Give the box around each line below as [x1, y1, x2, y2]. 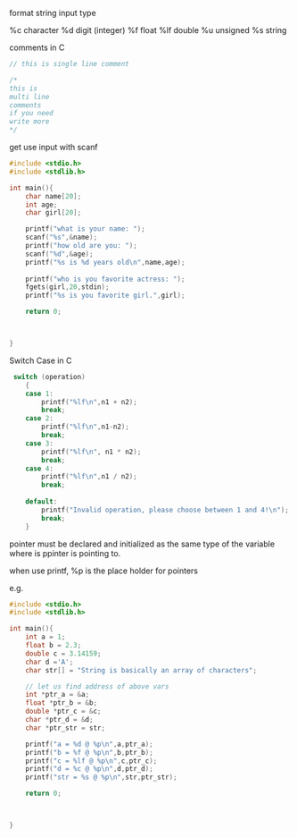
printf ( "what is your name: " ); [25, 224, 145, 233]
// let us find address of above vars [25, 681, 169, 691]
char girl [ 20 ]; [25, 208, 82, 217]
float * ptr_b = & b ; [25, 698, 98, 707]
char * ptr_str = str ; [25, 724, 105, 732]
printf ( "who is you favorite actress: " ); [25, 275, 186, 284]
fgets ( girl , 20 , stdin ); [25, 283, 110, 292]
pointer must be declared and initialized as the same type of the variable [9, 538, 275, 549]
